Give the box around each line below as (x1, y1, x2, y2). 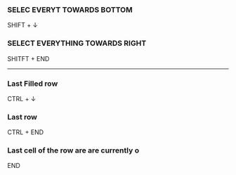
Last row (7, 112, 37, 122)
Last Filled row (7, 79, 58, 89)
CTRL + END (7, 128, 44, 136)
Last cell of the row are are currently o (7, 145, 139, 155)
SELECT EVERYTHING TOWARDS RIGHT (7, 39, 147, 48)
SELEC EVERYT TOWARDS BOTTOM (7, 5, 133, 15)
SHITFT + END (7, 54, 50, 63)
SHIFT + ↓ (7, 21, 39, 30)
